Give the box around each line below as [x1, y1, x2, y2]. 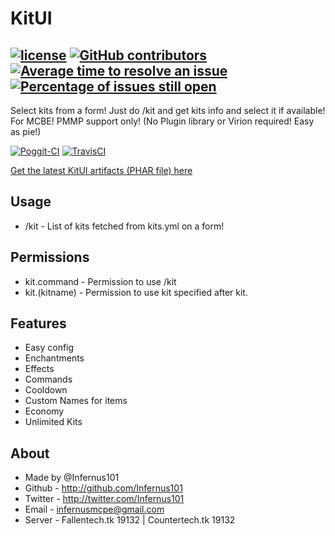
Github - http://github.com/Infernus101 [24, 482, 183, 494]
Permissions [10, 249, 90, 266]
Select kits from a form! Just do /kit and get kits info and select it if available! [10, 105, 326, 116]
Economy [24, 405, 65, 417]
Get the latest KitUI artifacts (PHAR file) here [10, 165, 193, 176]
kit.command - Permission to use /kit [24, 275, 177, 287]
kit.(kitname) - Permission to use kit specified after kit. [24, 286, 248, 298]
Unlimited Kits [24, 416, 83, 428]
